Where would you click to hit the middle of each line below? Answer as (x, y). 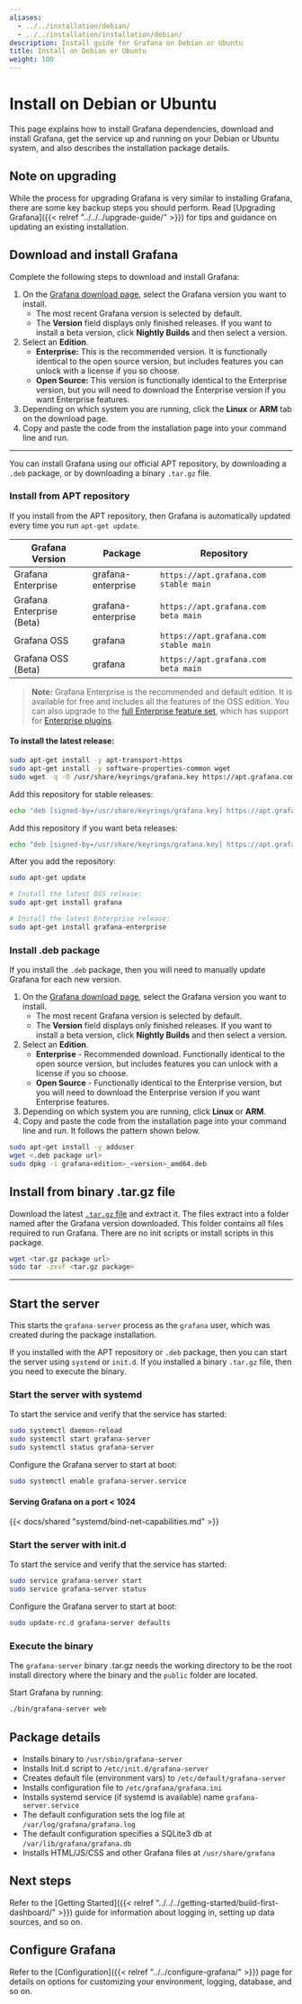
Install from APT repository (70, 496)
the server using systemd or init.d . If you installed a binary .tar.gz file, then (151, 1362)
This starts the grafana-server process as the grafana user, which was (140, 1326)
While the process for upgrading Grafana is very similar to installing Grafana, (151, 198)
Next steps (40, 1881)
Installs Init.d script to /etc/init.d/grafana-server (115, 1768)
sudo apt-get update (48, 878)
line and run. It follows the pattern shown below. (111, 1131)
